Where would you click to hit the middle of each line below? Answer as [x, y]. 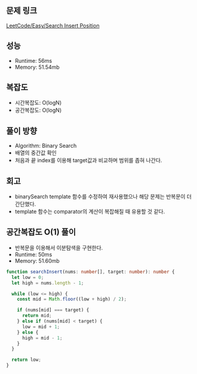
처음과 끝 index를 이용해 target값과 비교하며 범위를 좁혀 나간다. [88, 160]
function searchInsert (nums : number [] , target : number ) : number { [90, 272]
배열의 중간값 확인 [36, 153]
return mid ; [37, 316]
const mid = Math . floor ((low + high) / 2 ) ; [72, 299]
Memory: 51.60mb [37, 261]
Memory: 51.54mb [37, 67]
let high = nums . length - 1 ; [48, 283]
